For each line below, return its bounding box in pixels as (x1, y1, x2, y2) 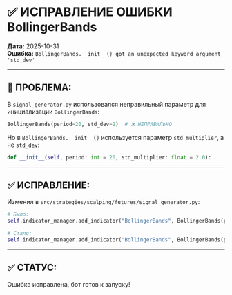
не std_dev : (7, 141, 40, 149)
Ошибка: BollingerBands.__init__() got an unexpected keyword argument (7, 49, 221, 57)
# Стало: (7, 230, 32, 237)
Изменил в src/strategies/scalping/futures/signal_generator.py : (7, 198, 200, 206)
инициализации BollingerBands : (7, 108, 100, 116)
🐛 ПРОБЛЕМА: (7, 82, 72, 94)
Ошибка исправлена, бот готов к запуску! (7, 280, 130, 288)
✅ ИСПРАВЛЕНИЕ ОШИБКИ (7, 4, 173, 20)
